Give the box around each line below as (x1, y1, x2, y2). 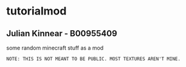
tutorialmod (6, 4, 67, 18)
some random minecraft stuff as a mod (6, 44, 104, 51)
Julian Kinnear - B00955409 (6, 28, 117, 39)
